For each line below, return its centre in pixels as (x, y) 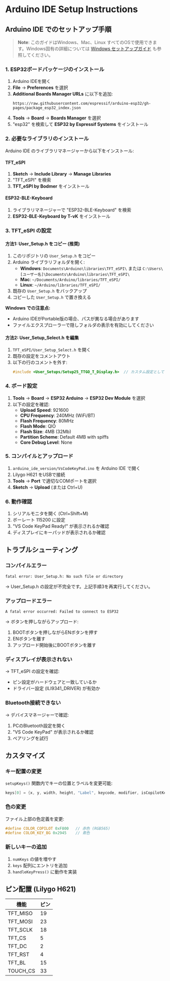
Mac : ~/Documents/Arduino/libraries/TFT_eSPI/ (70, 280)
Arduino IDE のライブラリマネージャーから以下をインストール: (70, 151)
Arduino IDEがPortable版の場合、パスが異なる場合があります (76, 319)
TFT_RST (18, 955)
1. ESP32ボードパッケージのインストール (55, 69)
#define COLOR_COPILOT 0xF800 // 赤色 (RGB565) (58, 828)
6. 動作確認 (19, 501)
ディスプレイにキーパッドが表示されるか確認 (59, 533)
